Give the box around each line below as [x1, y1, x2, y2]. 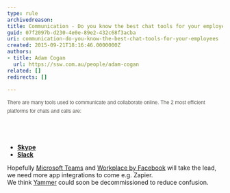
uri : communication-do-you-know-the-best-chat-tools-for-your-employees [7, 36, 219, 42]
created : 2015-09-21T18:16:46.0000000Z [7, 42, 121, 49]
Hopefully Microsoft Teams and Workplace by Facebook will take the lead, [7, 164, 217, 172]
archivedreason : [7, 16, 53, 23]
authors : [7, 49, 32, 55]
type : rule [7, 10, 38, 17]
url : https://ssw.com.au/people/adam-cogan [13, 61, 139, 68]
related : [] [7, 67, 41, 74]
